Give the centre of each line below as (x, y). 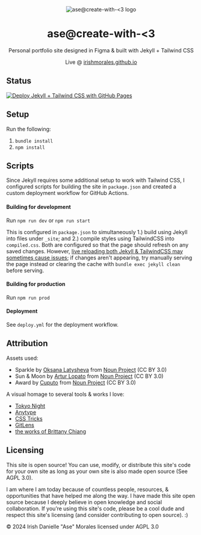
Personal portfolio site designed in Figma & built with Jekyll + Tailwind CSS (101, 50)
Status (19, 81)
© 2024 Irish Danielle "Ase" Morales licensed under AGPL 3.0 (83, 527)
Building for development (39, 206)
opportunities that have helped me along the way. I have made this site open (101, 495)
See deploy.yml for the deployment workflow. (62, 324)
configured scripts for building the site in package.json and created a (91, 187)
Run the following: (29, 129)
